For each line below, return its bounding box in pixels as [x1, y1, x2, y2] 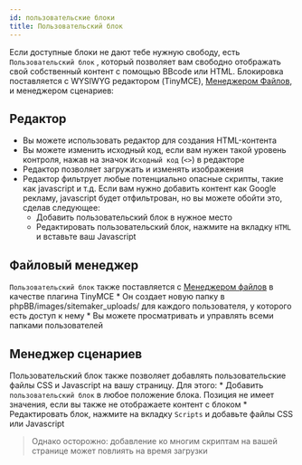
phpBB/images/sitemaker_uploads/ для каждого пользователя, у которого [9, 300, 292, 312]
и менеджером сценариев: [9, 85, 115, 96]
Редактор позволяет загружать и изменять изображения [22, 164, 244, 175]
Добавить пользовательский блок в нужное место [35, 212, 233, 223]
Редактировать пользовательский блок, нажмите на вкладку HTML [35, 222, 292, 232]
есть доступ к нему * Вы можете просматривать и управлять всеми [9, 310, 274, 321]
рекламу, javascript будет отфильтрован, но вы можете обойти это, [22, 193, 283, 204]
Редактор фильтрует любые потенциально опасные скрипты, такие [22, 174, 284, 185]
